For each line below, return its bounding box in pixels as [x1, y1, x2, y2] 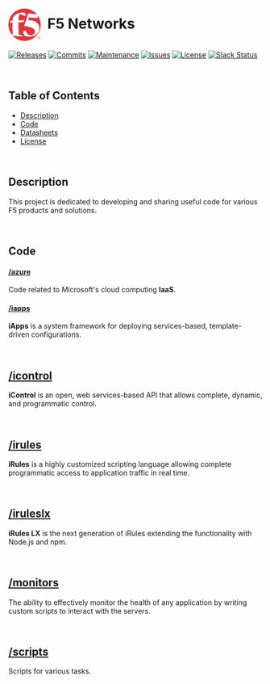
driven [8, 329, 30, 339]
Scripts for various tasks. [8, 666, 91, 676]
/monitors [8, 576, 59, 590]
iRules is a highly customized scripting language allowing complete [8, 459, 232, 468]
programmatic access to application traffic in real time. [8, 468, 190, 477]
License [19, 136, 47, 145]
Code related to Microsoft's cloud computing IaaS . [8, 285, 176, 295]
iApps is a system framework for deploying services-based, [8, 321, 208, 331]
